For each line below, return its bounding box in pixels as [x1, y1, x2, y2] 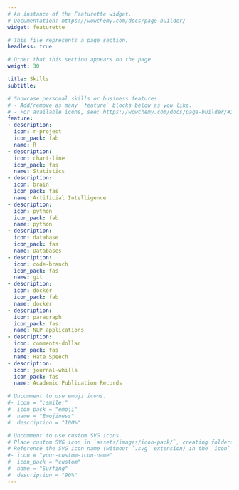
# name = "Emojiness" [7, 412, 75, 419]
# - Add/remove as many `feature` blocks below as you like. [7, 101, 193, 109]
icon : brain [14, 181, 50, 189]
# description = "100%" [7, 419, 81, 426]
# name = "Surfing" [7, 465, 69, 472]
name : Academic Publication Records [14, 380, 122, 387]
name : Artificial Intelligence [14, 194, 107, 202]
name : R [14, 141, 37, 148]
